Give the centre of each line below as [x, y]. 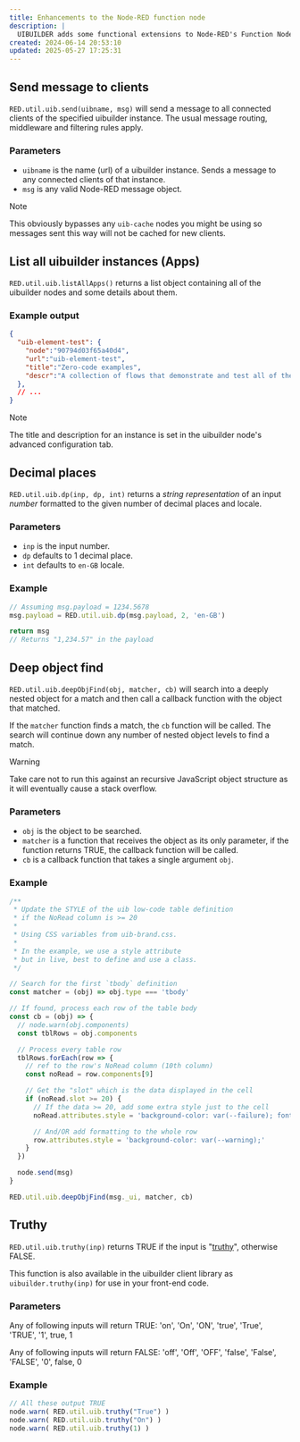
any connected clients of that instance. [94, 180]
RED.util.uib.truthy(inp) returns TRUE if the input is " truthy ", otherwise [144, 1246]
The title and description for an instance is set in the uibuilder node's [135, 435]
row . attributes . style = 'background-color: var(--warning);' [149, 1140]
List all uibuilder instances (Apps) [105, 261]
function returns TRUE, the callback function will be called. [130, 850]
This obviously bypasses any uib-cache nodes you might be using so [136, 223]
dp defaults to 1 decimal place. [78, 556]
